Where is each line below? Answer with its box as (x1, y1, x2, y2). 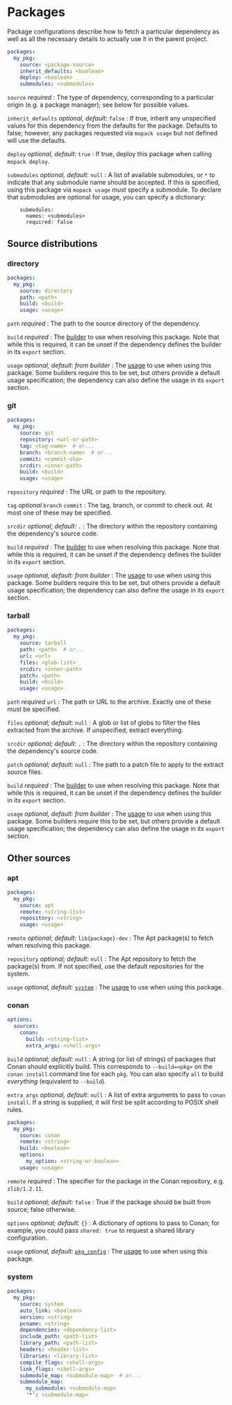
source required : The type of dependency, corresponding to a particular (7, 93, 214, 102)
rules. (7, 1105, 24, 1114)
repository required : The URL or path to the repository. (7, 487, 167, 496)
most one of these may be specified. (7, 508, 113, 517)
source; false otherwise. (7, 1205, 76, 1213)
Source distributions (7, 238, 98, 250)
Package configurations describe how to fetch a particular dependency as (7, 27, 220, 36)
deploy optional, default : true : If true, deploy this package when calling (7, 150, 212, 158)
